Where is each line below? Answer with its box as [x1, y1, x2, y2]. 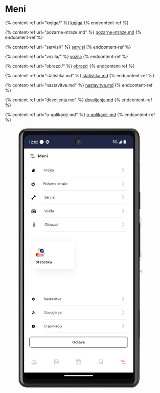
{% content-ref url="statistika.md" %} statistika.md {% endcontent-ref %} [5, 72, 155, 78]
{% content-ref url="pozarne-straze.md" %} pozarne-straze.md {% [5, 29, 142, 35]
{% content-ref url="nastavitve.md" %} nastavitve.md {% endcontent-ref [5, 82, 153, 88]
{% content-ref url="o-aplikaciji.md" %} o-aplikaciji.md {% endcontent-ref [5, 112, 155, 118]
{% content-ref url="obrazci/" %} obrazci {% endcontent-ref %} [5, 63, 135, 69]
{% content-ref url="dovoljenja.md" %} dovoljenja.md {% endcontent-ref [5, 97, 153, 103]
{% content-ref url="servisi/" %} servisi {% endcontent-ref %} [5, 44, 131, 50]
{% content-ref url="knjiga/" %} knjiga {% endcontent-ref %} [5, 20, 129, 26]
